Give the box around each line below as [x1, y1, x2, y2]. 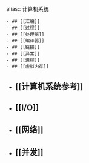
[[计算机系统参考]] [15, 81, 84, 92]
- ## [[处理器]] [6, 32, 45, 38]
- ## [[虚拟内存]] [6, 64, 49, 70]
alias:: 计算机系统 [6, 5, 49, 12]
